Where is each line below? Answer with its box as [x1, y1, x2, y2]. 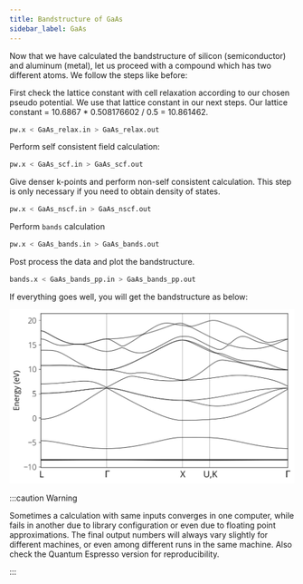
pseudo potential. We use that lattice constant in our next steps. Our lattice [9, 96, 288, 108]
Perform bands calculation [9, 221, 106, 232]
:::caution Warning [9, 492, 78, 503]
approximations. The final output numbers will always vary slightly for [9, 529, 269, 540]
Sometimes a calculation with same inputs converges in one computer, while [9, 510, 295, 521]
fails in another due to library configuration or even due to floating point [9, 520, 276, 530]
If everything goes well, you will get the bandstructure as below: [9, 291, 249, 302]
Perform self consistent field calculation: [9, 141, 160, 152]
